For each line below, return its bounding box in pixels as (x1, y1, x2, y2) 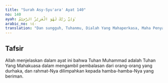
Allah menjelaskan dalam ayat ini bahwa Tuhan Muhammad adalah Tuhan (5, 57, 156, 63)
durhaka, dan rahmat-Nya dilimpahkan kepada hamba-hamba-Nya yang (5, 68, 154, 74)
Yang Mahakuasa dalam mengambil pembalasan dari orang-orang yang (5, 63, 152, 69)
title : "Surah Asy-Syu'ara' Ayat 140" (5, 7, 86, 12)
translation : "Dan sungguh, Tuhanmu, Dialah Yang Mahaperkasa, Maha (5, 26, 151, 31)
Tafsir (5, 44, 24, 53)
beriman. (5, 73, 23, 79)
